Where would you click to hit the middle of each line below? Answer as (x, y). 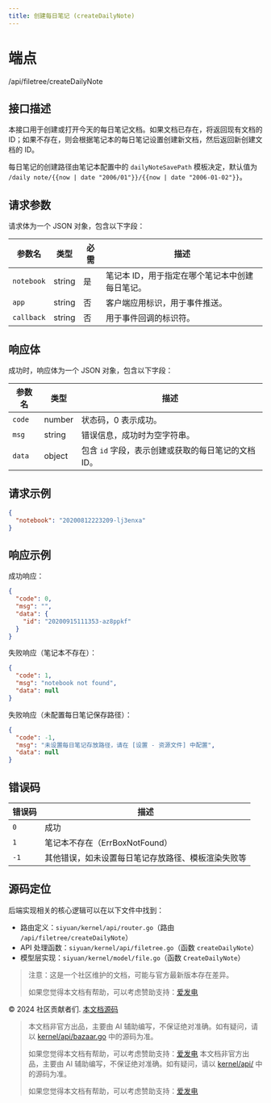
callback (29, 318)
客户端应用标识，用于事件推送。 (167, 303)
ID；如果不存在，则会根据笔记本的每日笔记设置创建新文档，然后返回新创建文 (135, 140)
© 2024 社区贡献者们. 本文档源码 (63, 1009)
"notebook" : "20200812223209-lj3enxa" (81, 520)
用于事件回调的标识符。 (150, 318)
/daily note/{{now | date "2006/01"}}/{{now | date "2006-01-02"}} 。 (128, 177)
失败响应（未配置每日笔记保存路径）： (70, 714)
